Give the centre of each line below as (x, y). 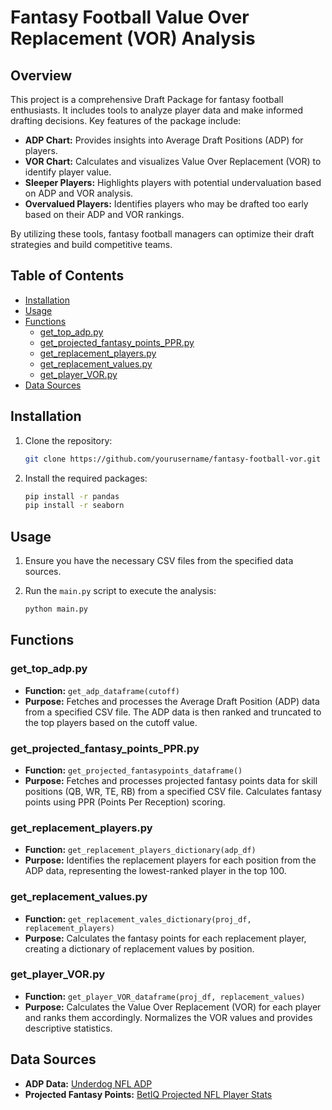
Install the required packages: (86, 478)
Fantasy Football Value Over (130, 17)
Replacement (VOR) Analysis (133, 38)
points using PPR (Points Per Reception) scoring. (125, 802)
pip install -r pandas (72, 496)
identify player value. (68, 172)
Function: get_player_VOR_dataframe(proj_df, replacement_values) (165, 996)
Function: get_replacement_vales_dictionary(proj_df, (138, 918)
